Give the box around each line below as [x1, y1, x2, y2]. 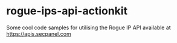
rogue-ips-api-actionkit [6, 4, 128, 18]
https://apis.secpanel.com [6, 30, 71, 37]
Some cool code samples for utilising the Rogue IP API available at [6, 24, 171, 31]
